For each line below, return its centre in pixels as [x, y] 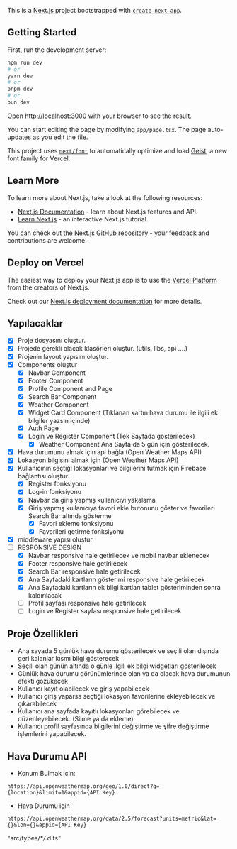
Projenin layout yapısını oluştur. [63, 356]
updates [19, 137]
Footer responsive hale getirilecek [77, 563]
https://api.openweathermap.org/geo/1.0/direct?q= [83, 786]
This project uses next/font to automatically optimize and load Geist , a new [117, 150]
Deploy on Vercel [46, 263]
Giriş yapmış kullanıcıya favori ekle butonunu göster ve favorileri [122, 508]
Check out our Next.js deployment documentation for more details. [105, 301]
